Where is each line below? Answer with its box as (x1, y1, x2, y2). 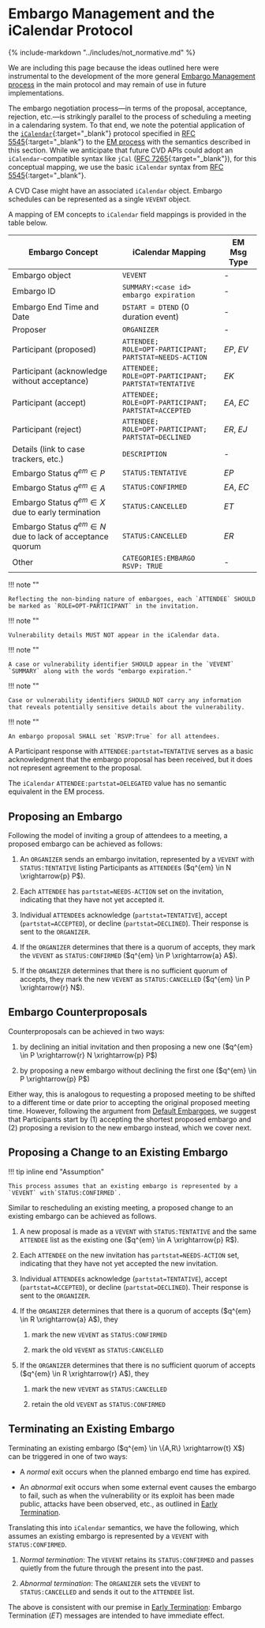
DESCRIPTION (121, 449, 167, 458)
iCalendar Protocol (8, 21, 133, 39)
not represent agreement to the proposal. (8, 763, 142, 773)
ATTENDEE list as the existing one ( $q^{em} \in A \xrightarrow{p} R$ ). (19, 1235, 239, 1244)
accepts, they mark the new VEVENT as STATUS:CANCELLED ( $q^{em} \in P (19, 975, 251, 984)
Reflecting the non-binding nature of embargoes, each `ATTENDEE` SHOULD (8, 596, 256, 603)
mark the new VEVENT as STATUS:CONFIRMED (31, 1329, 168, 1339)
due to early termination (12, 506, 101, 517)
